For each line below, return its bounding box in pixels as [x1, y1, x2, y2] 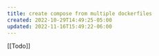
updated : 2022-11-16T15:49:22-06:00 [7, 23, 112, 30]
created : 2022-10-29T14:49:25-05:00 [7, 17, 112, 24]
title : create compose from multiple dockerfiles [7, 10, 153, 17]
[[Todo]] [7, 42, 31, 50]
